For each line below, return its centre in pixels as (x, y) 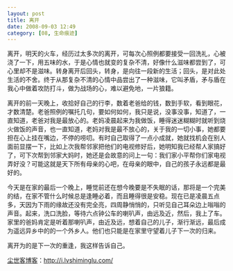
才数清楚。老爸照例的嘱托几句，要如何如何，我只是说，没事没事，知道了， (113, 112)
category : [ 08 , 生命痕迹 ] (43, 33)
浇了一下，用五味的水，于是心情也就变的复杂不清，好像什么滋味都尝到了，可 (116, 63)
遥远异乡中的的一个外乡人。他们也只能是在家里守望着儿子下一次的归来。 (116, 231)
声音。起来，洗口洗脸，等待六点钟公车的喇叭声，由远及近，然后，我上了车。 (116, 213)
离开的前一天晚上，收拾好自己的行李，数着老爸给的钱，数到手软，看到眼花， (116, 103)
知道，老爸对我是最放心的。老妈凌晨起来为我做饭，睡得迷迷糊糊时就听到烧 (119, 121)
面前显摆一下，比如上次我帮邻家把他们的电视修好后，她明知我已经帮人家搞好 (116, 147)
